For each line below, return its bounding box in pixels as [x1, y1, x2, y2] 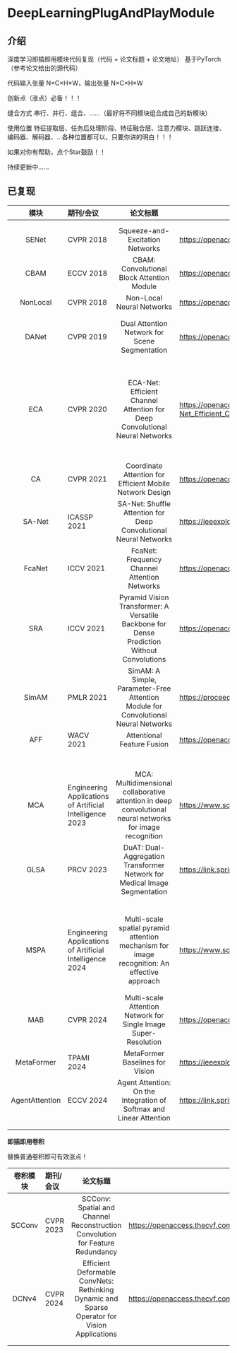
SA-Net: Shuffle [117, 498, 171, 508]
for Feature [78, 1238, 115, 1248]
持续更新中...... [7, 163, 49, 171]
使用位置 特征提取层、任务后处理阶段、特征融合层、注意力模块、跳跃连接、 [7, 124, 226, 132]
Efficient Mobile [118, 479, 171, 488]
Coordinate [126, 461, 163, 471]
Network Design [117, 487, 171, 497]
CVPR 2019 [67, 332, 107, 341]
